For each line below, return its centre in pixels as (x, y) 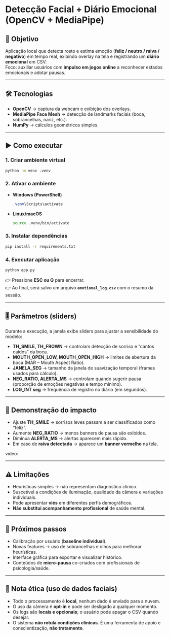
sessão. (13, 295)
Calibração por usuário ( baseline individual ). (60, 541)
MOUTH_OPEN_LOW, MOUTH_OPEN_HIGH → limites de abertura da (84, 357)
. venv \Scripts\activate (38, 204)
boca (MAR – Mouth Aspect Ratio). (49, 362)
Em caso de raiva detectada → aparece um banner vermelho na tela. (85, 444)
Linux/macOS (27, 214)
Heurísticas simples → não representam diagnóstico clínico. (75, 487)
